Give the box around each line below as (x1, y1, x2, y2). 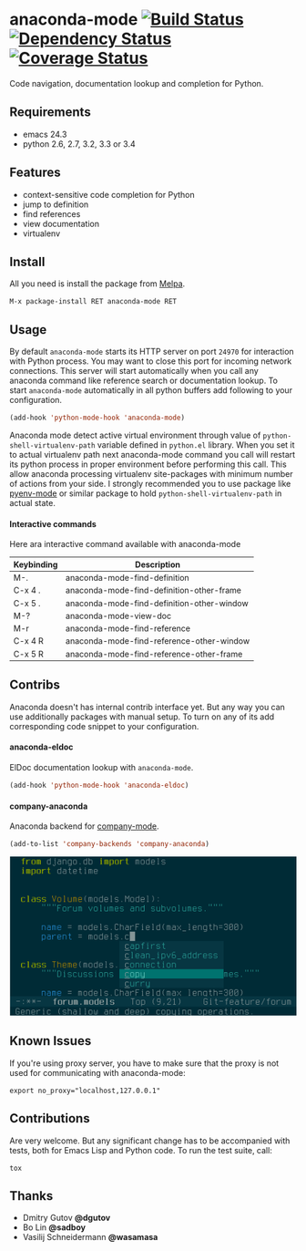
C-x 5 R (13, 648, 44, 659)
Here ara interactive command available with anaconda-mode (9, 539, 241, 550)
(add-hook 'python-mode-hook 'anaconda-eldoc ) (9, 781, 189, 791)
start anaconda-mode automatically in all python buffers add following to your (9, 385, 293, 396)
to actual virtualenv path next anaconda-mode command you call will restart (9, 450, 296, 460)
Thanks (9, 1188, 54, 1204)
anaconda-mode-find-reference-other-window (65, 636, 250, 646)
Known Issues (9, 1033, 92, 1049)
